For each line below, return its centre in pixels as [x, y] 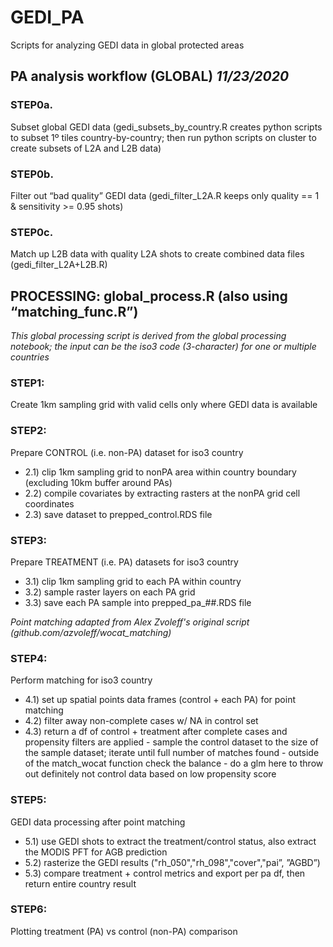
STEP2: [28, 431]
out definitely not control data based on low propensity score [150, 774]
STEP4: [29, 658]
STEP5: [28, 800]
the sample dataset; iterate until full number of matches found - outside [172, 753]
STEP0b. [32, 174]
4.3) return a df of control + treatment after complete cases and [156, 732]
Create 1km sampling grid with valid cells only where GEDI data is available [164, 405]
